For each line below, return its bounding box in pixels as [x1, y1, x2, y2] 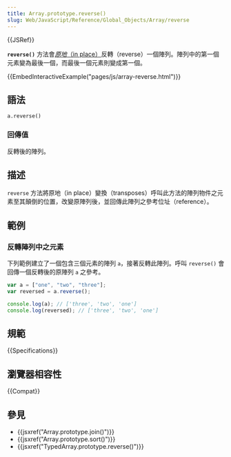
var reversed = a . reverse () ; [7, 288, 91, 295]
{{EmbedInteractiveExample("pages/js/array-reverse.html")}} [7, 72, 181, 80]
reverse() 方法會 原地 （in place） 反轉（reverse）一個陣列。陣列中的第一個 [7, 50, 219, 58]
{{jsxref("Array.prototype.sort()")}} [17, 435, 116, 443]
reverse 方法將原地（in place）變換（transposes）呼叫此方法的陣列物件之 [7, 189, 217, 197]
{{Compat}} [7, 387, 40, 395]
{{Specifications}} [7, 346, 59, 355]
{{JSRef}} [7, 35, 34, 44]
